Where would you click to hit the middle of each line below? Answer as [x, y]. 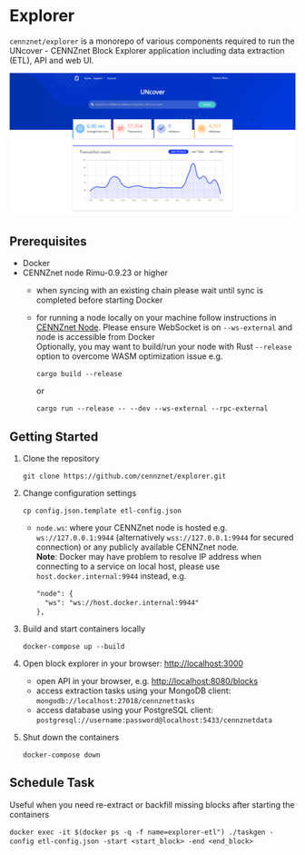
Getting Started [54, 437]
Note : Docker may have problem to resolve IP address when [148, 557]
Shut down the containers [71, 738]
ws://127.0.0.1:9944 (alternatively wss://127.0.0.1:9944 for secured [165, 538]
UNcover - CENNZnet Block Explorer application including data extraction [147, 50]
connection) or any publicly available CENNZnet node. [138, 547]
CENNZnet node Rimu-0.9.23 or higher [95, 273]
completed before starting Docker [99, 300]
